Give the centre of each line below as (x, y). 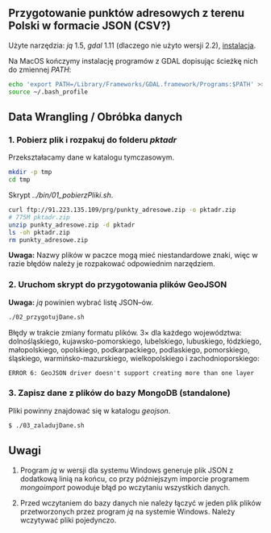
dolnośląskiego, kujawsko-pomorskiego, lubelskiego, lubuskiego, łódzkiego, (135, 341)
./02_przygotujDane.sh (46, 317)
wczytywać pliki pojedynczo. (68, 520)
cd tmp (19, 180)
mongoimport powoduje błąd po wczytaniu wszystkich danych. (125, 487)
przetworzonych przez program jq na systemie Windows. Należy (127, 511)
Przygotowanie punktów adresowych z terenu (126, 13)
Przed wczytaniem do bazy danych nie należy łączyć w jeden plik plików (141, 502)
